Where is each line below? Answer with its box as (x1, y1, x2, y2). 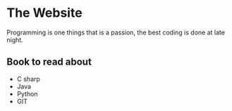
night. (6, 35, 24, 44)
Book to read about (6, 56, 92, 68)
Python (16, 89, 38, 98)
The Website (6, 5, 83, 21)
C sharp (16, 74, 40, 83)
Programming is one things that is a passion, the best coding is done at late (6, 28, 225, 37)
